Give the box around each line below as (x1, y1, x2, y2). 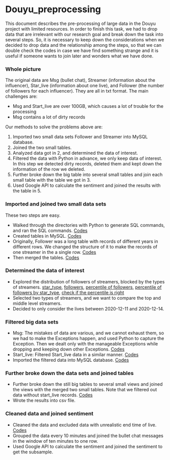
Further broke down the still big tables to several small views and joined (12, 381, 163, 387)
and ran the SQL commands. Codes (12, 227, 88, 234)
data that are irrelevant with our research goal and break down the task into (5, 31, 164, 37)
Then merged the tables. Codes (12, 254, 79, 261)
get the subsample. (12, 449, 53, 455)
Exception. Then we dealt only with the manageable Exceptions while (12, 341, 158, 347)
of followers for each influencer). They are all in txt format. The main (5, 88, 149, 94)
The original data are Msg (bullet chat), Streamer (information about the (5, 77, 155, 83)
